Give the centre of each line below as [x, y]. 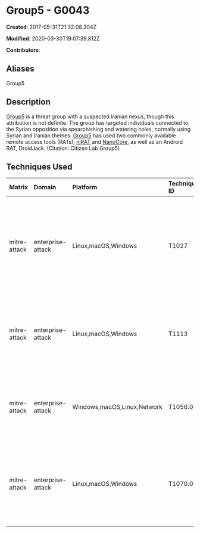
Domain [45, 187]
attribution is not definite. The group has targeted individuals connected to [97, 122]
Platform [85, 187]
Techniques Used [39, 167]
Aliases [20, 69]
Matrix [19, 187]
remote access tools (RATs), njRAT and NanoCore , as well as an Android [95, 141]
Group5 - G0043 [48, 10]
